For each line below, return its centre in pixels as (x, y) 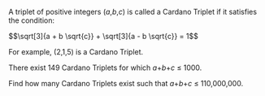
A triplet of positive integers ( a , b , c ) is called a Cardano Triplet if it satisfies (133, 12)
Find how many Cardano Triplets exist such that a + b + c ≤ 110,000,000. (126, 83)
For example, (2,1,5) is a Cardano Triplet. (76, 52)
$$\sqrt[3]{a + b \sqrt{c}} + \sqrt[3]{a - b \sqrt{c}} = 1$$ (104, 36)
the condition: (32, 20)
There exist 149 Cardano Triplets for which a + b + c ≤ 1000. (105, 68)
